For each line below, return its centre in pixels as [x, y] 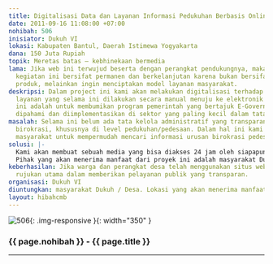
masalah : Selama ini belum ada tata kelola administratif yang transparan [138, 122]
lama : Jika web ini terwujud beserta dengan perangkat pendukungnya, [129, 69]
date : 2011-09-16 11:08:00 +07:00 [67, 24]
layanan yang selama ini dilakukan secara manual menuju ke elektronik [140, 99]
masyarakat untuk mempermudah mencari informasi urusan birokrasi [130, 136]
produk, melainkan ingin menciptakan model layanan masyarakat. [127, 84]
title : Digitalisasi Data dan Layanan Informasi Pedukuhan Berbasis [127, 16]
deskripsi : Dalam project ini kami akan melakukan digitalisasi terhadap [136, 91]
